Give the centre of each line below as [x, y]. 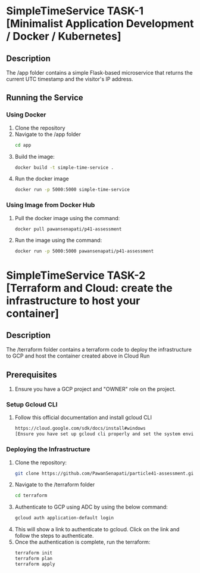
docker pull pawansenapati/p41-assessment [68, 229]
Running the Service [45, 98]
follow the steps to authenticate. [54, 536]
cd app [23, 145]
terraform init [34, 553]
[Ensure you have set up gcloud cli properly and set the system [97, 434]
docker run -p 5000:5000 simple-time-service [72, 190]
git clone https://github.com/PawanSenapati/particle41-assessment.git [105, 473]
